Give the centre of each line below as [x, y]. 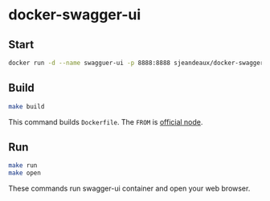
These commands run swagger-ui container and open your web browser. [129, 189]
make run [23, 166]
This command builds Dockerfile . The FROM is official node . [106, 121]
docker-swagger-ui [75, 15]
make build [27, 106]
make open [25, 173]
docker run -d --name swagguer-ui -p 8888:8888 [90, 63]
